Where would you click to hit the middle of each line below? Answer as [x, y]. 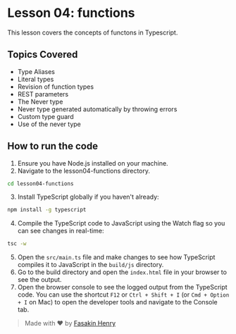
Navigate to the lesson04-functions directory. [83, 171]
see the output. [39, 280]
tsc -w [17, 244]
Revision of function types [55, 87]
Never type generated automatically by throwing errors [97, 109]
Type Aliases [36, 71]
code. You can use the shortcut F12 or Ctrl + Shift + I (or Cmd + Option [123, 295]
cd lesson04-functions [41, 184]
